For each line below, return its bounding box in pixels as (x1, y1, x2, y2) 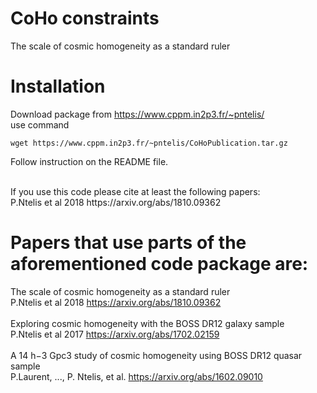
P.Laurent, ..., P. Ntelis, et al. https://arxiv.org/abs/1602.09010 (10, 370, 263, 382)
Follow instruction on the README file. (10, 155, 169, 167)
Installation (10, 75, 106, 98)
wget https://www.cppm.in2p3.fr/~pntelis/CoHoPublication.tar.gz (10, 138, 288, 148)
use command (10, 118, 70, 131)
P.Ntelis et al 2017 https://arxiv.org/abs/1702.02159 (10, 328, 220, 340)
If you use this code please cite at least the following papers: (10, 185, 261, 197)
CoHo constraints (10, 7, 160, 30)
